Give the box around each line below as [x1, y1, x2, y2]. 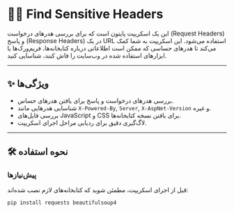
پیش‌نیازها [7, 170, 37, 180]
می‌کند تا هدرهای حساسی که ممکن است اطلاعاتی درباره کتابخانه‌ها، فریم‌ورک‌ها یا [7, 44, 217, 52]
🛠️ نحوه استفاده [7, 146, 68, 158]
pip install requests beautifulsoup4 [7, 199, 117, 207]
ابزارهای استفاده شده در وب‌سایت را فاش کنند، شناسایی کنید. [7, 51, 167, 60]
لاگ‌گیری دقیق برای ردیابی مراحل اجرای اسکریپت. [17, 118, 148, 127]
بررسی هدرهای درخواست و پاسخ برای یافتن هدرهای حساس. [17, 96, 174, 105]
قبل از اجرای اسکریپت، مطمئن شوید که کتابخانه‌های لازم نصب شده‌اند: [7, 186, 189, 194]
